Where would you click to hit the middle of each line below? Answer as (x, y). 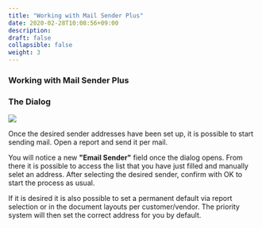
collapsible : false (40, 45)
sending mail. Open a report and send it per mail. (88, 142)
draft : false (30, 38)
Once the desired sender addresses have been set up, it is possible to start (131, 134)
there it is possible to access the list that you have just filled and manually (128, 166)
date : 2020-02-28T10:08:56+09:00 (64, 23)
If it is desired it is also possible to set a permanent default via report (120, 199)
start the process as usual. (52, 183)
